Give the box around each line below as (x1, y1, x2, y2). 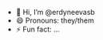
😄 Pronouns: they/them (15, 16, 94, 25)
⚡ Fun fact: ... (15, 24, 60, 34)
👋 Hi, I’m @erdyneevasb (15, 8, 96, 16)
